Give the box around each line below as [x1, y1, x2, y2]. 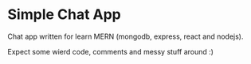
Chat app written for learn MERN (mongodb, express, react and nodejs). [7, 32, 244, 41]
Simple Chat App [7, 6, 121, 24]
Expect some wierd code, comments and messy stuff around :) [7, 47, 214, 56]
